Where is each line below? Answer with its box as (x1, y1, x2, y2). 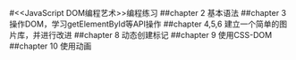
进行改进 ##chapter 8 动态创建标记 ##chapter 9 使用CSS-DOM (39, 30, 273, 40)
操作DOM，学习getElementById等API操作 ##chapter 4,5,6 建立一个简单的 (9, 19, 280, 29)
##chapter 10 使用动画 (9, 41, 92, 51)
